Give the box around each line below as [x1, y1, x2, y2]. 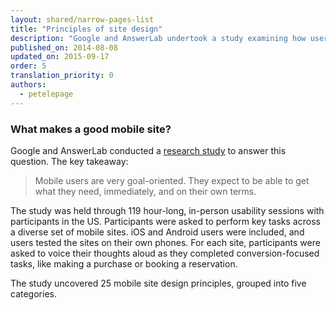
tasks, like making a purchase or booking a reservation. [10, 257, 238, 270]
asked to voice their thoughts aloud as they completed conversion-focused [10, 247, 320, 259]
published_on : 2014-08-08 [10, 42, 118, 53]
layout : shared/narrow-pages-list [10, 14, 155, 25]
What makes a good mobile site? [10, 122, 172, 136]
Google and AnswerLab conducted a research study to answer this [10, 144, 287, 156]
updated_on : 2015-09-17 [10, 52, 110, 62]
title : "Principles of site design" [10, 24, 163, 34]
